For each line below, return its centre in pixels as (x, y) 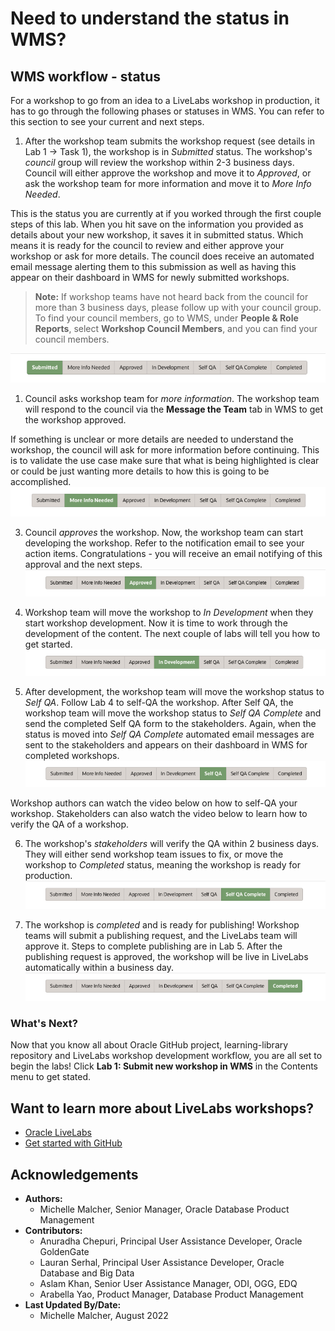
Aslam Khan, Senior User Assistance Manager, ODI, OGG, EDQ (168, 1283)
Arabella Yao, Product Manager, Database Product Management (171, 1294)
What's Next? (44, 1023)
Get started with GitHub (73, 1143)
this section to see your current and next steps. (107, 121)
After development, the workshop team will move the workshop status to (174, 692)
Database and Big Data (87, 1273)
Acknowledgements (74, 1174)
